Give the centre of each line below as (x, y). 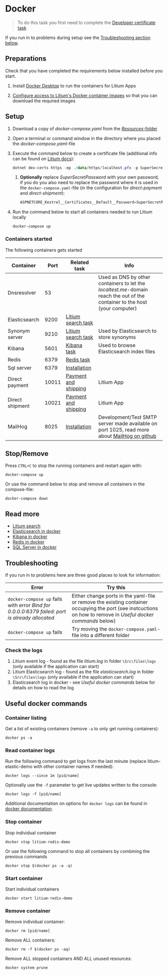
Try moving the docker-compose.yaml (114, 629)
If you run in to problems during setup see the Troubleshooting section (78, 38)
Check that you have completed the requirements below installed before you (84, 71)
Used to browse (117, 345)
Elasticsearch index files (127, 351)
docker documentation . (29, 809)
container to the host (123, 302)
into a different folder (105, 635)
